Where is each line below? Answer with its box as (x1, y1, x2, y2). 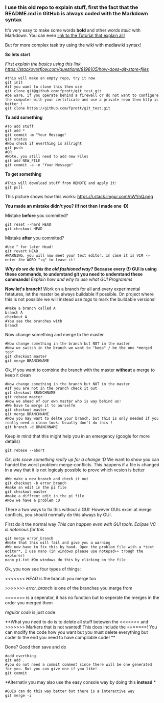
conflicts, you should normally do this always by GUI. (5, 512, 112, 518)
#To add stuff (5, 124, 34, 129)
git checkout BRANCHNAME (5, 390, 56, 395)
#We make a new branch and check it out (5, 477, 89, 482)
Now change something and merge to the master (5, 332, 104, 338)
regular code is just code (5, 609, 55, 615)
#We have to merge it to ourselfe (5, 403, 76, 408)
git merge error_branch (5, 536, 54, 541)
